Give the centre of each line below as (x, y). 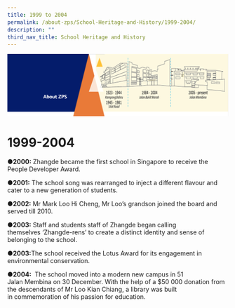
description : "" (31, 29)
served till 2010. (30, 211)
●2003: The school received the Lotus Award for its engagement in (105, 253)
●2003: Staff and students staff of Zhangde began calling (92, 225)
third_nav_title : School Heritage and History (76, 37)
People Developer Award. (44, 169)
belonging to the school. (42, 240)
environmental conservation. (48, 261)
